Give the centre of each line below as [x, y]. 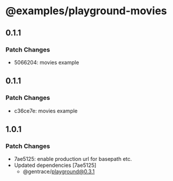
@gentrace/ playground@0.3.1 [59, 172]
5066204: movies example [46, 62]
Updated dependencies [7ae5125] [55, 165]
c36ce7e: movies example [46, 111]
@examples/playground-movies [86, 11]
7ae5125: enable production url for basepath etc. [73, 159]
